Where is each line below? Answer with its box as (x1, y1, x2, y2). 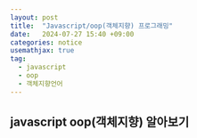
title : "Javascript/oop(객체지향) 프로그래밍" (10, 21, 173, 30)
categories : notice (10, 37, 83, 47)
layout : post (10, 12, 59, 22)
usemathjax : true (10, 46, 75, 55)
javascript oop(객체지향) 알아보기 (10, 115, 190, 130)
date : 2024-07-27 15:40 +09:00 (10, 29, 135, 38)
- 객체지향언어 (18, 79, 63, 88)
